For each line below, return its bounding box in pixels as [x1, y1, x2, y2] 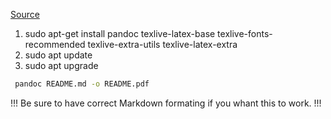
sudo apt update [24, 49, 93, 61]
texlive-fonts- [217, 28, 273, 39]
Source [10, 9, 40, 20]
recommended [24, 39, 86, 50]
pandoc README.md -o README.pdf [14, 79, 150, 89]
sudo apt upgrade [24, 60, 99, 71]
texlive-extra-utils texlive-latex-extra [87, 39, 238, 50]
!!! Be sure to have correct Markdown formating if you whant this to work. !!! [10, 97, 322, 109]
